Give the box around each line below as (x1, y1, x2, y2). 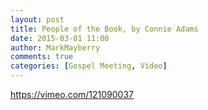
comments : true (10, 52, 74, 62)
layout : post (10, 14, 65, 25)
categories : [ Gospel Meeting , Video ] (10, 61, 168, 71)
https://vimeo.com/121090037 (10, 89, 135, 100)
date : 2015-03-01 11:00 (10, 33, 110, 43)
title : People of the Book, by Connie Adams (10, 24, 199, 34)
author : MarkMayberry (10, 42, 101, 53)
